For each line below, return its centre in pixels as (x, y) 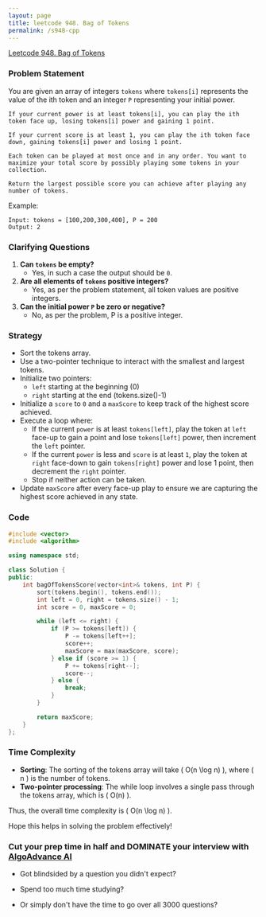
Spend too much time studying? (72, 889)
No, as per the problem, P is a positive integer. (107, 314)
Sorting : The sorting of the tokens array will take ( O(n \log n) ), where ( (137, 770)
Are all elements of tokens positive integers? (94, 281)
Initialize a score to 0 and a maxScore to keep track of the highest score (134, 404)
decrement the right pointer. (79, 471)
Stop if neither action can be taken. (89, 480)
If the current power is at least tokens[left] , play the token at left (139, 429)
